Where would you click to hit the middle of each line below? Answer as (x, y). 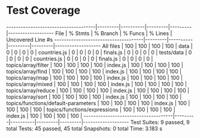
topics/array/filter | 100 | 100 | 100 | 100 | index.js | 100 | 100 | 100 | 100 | (95, 65)
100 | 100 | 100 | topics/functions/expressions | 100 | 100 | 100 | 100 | (91, 109)
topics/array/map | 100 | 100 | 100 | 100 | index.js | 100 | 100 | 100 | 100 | (95, 78)
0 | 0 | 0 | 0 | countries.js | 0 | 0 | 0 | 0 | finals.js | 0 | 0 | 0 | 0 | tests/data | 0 (99, 52)
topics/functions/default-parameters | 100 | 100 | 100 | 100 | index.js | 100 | (98, 103)
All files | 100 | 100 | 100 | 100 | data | (147, 46)
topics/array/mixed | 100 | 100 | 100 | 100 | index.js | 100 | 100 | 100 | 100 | (97, 84)
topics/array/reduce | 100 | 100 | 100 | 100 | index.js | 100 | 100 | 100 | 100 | (98, 90)
